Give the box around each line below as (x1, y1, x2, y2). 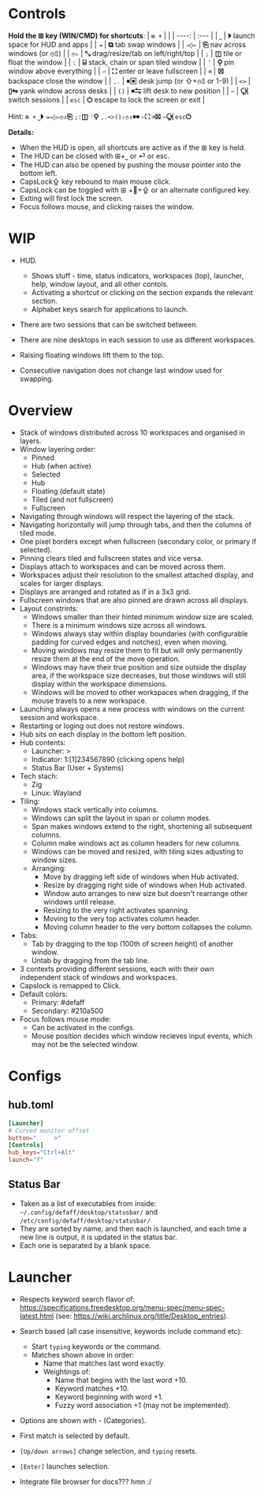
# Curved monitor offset (8, 1126, 90, 1134)
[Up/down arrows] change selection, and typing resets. (19, 1446, 198, 1455)
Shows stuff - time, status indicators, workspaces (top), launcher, (31, 271, 244, 280)
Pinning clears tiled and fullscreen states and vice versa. (19, 553, 203, 562)
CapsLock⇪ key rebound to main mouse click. (19, 177, 171, 186)
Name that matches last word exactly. (43, 1358, 165, 1368)
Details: (8, 127, 34, 136)
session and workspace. (19, 712, 99, 722)
